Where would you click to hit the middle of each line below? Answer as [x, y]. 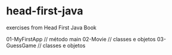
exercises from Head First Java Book [51, 27]
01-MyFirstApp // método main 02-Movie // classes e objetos [81, 39]
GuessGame [21, 45]
